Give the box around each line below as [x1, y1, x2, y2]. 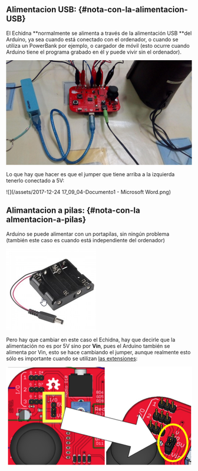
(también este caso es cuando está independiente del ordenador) [6, 236, 165, 243]
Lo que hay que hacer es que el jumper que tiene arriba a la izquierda [6, 171, 175, 178]
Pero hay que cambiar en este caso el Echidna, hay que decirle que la [6, 336, 176, 343]
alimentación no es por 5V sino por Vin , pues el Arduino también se [6, 342, 170, 350]
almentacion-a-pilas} [6, 215, 87, 225]
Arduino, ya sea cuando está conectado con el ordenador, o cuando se [6, 35, 179, 43]
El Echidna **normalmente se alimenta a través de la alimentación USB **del [6, 29, 192, 37]
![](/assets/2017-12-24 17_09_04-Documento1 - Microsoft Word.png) [6, 189, 171, 196]
